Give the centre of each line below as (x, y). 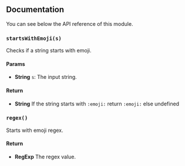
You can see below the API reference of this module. (70, 24)
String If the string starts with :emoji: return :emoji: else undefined (97, 104)
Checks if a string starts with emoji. (49, 51)
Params (16, 64)
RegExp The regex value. (45, 157)
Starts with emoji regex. (35, 130)
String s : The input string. (46, 77)
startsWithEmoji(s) (34, 38)
